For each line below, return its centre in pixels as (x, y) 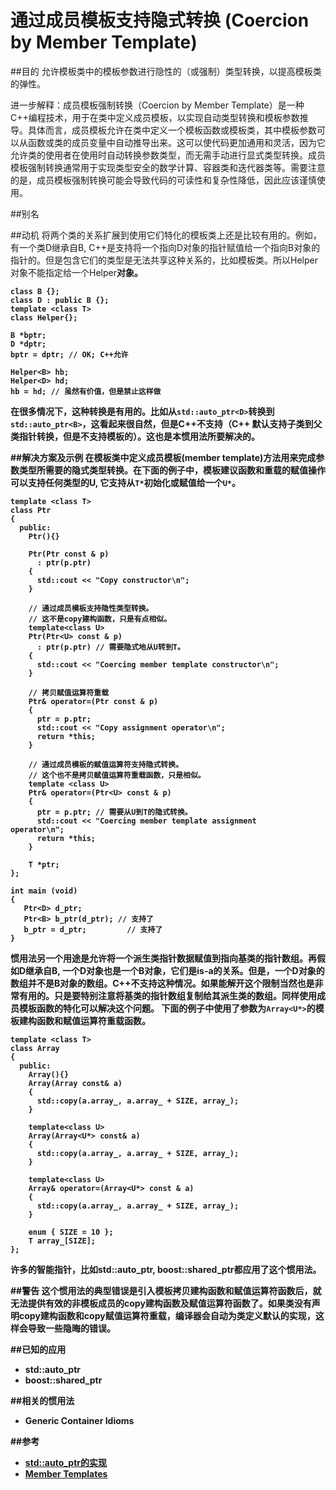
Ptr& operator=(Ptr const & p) (93, 701)
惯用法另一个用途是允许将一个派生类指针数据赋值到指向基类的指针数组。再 (163, 958)
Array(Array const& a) (75, 1083)
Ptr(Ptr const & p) (69, 554)
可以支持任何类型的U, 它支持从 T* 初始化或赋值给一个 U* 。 (125, 482)
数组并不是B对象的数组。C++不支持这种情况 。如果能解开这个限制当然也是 (162, 983)
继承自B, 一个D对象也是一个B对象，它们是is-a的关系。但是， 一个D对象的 (175, 970)
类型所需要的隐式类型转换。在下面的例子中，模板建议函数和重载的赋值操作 (172, 470)
